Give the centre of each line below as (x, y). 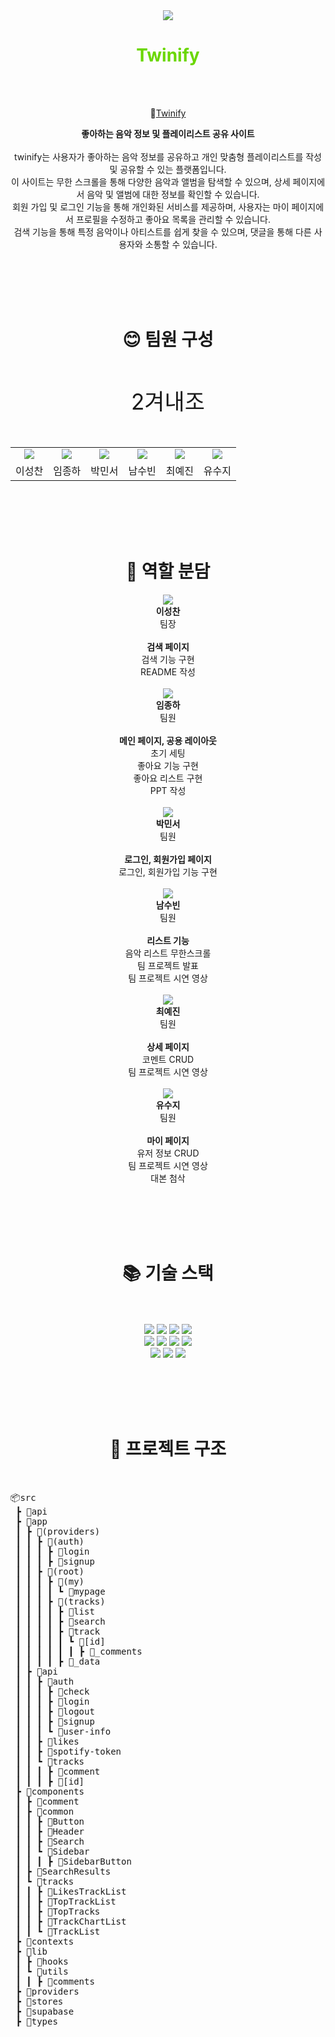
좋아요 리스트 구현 (168, 778)
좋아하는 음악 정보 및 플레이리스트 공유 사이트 (168, 133)
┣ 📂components (50, 1791)
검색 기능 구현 (168, 659)
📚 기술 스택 (168, 1273)
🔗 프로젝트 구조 (168, 1448)
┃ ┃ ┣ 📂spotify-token (68, 1751)
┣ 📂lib (31, 1951)
